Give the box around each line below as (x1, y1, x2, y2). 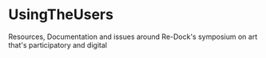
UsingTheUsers (8, 6, 114, 24)
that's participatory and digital (8, 40, 108, 49)
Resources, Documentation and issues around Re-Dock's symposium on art (8, 32, 258, 41)
